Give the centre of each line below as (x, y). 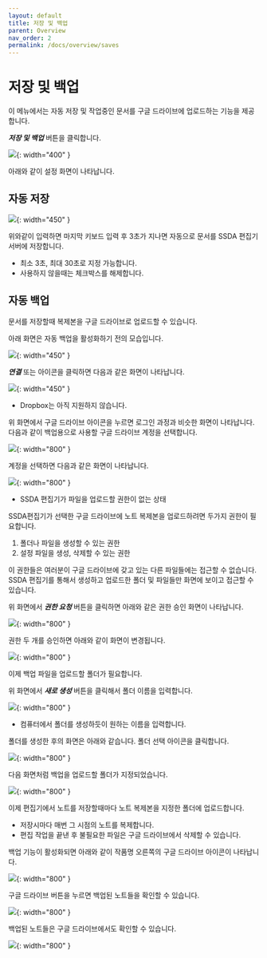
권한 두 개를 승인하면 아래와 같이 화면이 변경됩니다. (87, 640)
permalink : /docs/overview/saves (64, 46)
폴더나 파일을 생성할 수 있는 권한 (70, 543)
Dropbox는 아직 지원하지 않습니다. (73, 405)
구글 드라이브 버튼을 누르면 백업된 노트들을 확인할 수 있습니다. (104, 895)
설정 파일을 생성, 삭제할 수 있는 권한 (75, 552)
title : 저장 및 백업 (38, 23)
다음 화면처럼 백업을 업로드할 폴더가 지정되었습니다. (88, 774)
